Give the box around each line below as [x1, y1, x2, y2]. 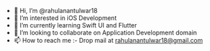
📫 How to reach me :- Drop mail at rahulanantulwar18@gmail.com [13, 37, 203, 44]
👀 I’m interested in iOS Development [13, 14, 117, 22]
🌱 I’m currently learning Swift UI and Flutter [13, 21, 137, 29]
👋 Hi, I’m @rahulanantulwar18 [13, 7, 98, 14]
